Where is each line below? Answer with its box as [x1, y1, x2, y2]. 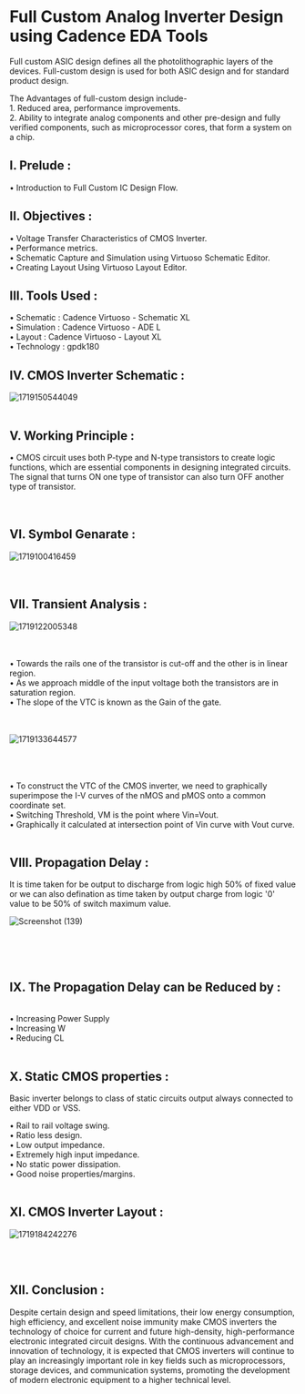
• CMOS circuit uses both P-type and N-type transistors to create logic [9, 453, 276, 463]
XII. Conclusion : [9, 1282, 105, 1298]
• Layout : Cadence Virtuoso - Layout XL [9, 331, 162, 342]
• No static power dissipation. [9, 1159, 121, 1170]
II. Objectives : [9, 209, 93, 224]
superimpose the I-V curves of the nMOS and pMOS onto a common [9, 789, 267, 800]
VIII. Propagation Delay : [9, 855, 149, 870]
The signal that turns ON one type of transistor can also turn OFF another [9, 472, 285, 482]
